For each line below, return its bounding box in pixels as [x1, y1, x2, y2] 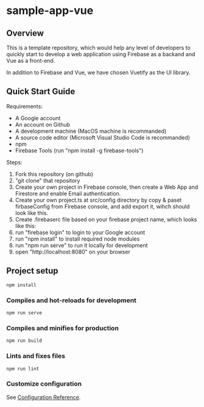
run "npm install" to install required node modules [15, 235, 140, 242]
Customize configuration [6, 380, 82, 388]
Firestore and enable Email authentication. [15, 189, 121, 197]
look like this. [15, 209, 49, 216]
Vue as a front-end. [6, 57, 55, 64]
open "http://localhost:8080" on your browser [15, 248, 131, 255]
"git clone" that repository [15, 177, 80, 184]
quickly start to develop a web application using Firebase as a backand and [6, 51, 195, 58]
